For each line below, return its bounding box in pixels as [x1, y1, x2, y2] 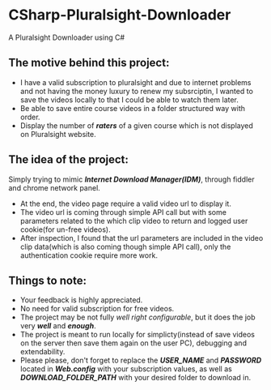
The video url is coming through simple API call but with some [19, 207, 227, 216]
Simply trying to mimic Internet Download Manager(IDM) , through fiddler [8, 174, 255, 184]
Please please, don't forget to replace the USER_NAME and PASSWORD [19, 355, 262, 366]
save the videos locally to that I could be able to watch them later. [19, 95, 239, 105]
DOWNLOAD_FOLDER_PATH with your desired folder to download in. [19, 373, 252, 383]
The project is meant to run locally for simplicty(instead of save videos [19, 330, 255, 340]
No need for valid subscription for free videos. [19, 304, 175, 314]
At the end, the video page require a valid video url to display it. [19, 199, 232, 208]
